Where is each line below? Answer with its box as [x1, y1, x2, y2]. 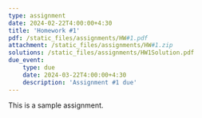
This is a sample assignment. [8, 100, 104, 110]
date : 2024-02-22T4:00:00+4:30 [8, 19, 113, 27]
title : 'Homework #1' [8, 26, 81, 34]
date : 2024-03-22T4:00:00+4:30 [22, 71, 127, 79]
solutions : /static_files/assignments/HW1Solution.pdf [8, 49, 195, 57]
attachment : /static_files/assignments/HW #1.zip [8, 41, 173, 49]
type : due [22, 64, 56, 72]
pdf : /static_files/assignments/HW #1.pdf [8, 33, 149, 42]
